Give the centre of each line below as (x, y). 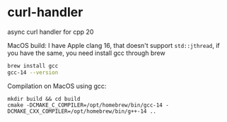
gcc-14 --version (33, 72)
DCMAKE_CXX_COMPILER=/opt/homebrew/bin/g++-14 (77, 111)
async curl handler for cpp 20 (51, 32)
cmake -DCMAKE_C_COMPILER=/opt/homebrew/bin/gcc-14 (85, 105)
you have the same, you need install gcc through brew (86, 53)
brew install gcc (33, 66)
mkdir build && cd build (44, 99)
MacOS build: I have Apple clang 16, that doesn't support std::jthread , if (114, 45)
